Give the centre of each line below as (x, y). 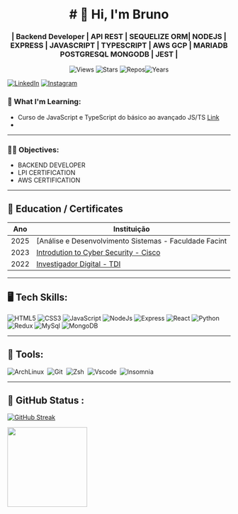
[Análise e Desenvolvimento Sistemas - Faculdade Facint (132, 241)
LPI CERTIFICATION (46, 173)
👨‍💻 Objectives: (33, 149)
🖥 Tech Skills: (38, 298)
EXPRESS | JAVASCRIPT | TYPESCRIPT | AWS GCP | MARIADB (119, 45)
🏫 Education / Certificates (66, 209)
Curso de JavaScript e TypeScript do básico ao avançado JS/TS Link (118, 117)
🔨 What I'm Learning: (44, 102)
